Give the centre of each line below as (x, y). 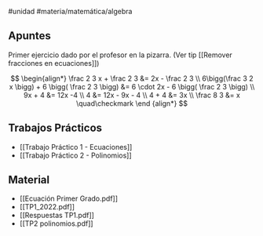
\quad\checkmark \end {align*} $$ (132, 103)
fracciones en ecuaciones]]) (54, 63)
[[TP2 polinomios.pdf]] (56, 223)
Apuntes (29, 36)
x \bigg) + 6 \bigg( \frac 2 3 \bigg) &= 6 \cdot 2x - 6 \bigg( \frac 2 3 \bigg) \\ (132, 86)
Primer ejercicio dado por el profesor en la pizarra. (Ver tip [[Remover (121, 55)
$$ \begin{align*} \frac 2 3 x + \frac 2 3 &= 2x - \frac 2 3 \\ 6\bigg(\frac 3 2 (132, 78)
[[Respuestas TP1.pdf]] (57, 216)
